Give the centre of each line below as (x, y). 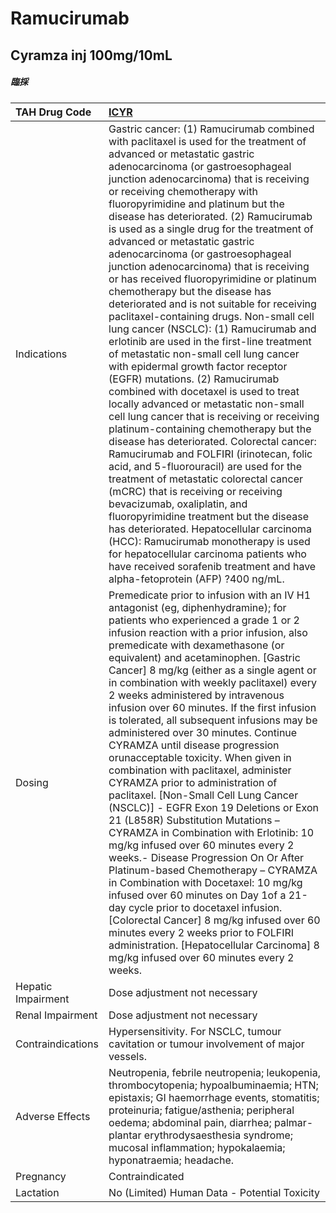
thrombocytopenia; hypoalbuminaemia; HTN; (213, 1085)
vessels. (127, 1056)
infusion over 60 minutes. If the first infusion (212, 707)
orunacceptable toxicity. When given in (200, 757)
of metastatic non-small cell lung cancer (204, 354)
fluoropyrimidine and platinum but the (196, 204)
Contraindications (57, 1044)
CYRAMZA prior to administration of (193, 782)
